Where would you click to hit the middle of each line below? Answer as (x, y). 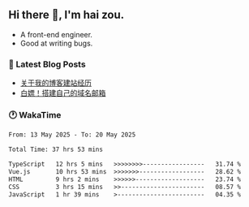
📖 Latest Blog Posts (47, 64)
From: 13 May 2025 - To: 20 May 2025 (72, 135)
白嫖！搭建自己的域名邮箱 (63, 93)
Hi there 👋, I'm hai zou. (66, 15)
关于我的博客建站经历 (56, 83)
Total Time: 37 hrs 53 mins (56, 150)
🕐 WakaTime (35, 115)
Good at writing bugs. (56, 43)
